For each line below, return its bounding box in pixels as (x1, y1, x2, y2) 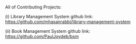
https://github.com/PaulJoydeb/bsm (5, 34, 79, 39)
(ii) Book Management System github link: (5, 28, 91, 34)
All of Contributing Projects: (5, 4, 62, 10)
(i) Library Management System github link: (5, 14, 93, 19)
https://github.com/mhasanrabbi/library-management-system (5, 19, 131, 24)
